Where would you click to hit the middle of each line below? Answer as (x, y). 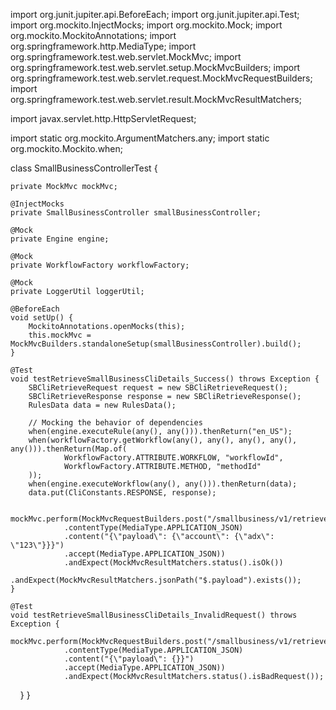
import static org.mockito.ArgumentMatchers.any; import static (140, 138)
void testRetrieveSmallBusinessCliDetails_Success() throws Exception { (165, 379)
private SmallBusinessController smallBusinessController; (136, 213)
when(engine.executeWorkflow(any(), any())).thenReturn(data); (163, 484)
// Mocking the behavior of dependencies (115, 423)
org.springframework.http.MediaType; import (103, 46)
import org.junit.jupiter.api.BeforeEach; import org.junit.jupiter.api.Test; (155, 14)
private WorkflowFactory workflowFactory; (100, 265)
